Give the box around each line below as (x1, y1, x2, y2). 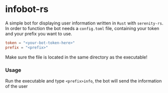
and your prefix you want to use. (5, 30, 72, 36)
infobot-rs (5, 3, 49, 15)
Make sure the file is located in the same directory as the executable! (5, 54, 148, 60)
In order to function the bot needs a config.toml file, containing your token (5, 25, 159, 31)
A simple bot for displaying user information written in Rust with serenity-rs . (5, 20, 163, 26)
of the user (5, 83, 28, 89)
